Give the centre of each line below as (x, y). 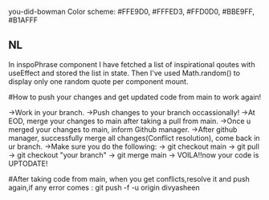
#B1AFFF (23, 20)
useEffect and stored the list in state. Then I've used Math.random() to (124, 73)
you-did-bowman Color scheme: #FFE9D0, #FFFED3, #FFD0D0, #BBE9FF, (132, 12)
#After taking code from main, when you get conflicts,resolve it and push (129, 178)
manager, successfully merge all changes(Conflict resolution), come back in (134, 138)
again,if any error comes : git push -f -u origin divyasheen (104, 187)
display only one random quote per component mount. (98, 81)
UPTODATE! (28, 163)
